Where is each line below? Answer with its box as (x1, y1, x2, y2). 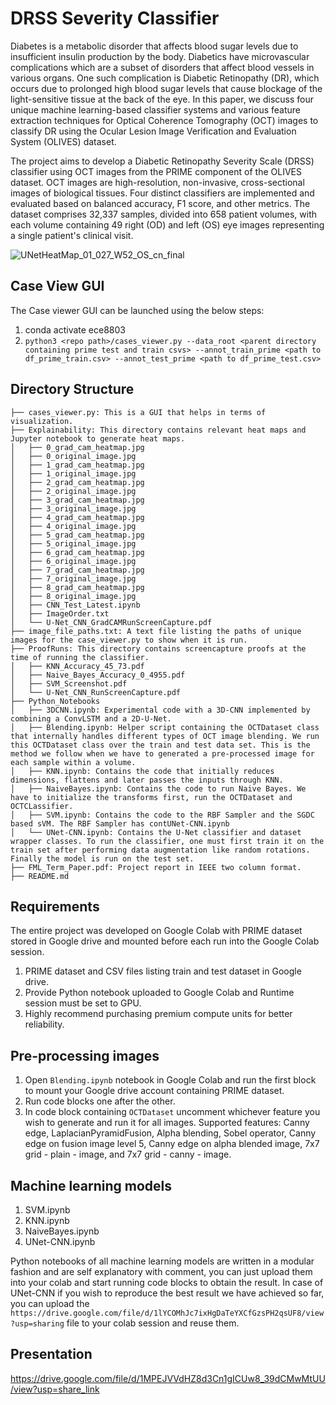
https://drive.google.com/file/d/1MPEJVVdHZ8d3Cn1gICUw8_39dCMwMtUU (10, 1372, 326, 1384)
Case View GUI (10, 278, 105, 295)
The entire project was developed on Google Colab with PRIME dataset (10, 925, 303, 937)
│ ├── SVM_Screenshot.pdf (10, 678, 128, 689)
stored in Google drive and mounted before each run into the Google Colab (10, 935, 320, 947)
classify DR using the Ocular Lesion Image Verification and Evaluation (10, 125, 297, 137)
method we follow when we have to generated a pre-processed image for (10, 748, 315, 759)
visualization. (10, 416, 74, 426)
